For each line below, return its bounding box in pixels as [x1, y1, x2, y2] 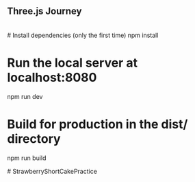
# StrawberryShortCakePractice [7, 167, 98, 175]
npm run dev [7, 92, 43, 100]
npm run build [7, 154, 47, 162]
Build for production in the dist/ [7, 116, 188, 132]
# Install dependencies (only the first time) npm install [7, 31, 159, 39]
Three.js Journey [7, 5, 82, 17]
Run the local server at [7, 55, 138, 71]
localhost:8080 [7, 70, 97, 85]
